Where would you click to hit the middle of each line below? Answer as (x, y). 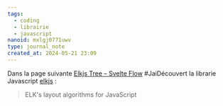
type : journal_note (36, 47)
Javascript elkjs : (32, 81)
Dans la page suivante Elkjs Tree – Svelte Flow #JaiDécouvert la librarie (112, 73)
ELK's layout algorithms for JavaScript (81, 94)
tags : (15, 14)
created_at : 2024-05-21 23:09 (52, 54)
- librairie (32, 27)
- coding (27, 20)
